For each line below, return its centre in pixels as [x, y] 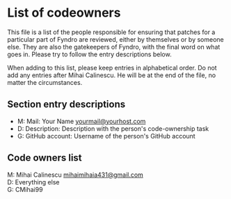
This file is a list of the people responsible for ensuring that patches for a [111, 32]
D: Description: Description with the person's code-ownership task [113, 128]
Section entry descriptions [66, 105]
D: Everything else [33, 182]
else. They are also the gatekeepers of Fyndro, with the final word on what [114, 47]
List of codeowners [64, 13]
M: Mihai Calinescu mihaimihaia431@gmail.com [75, 175]
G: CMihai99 [25, 189]
